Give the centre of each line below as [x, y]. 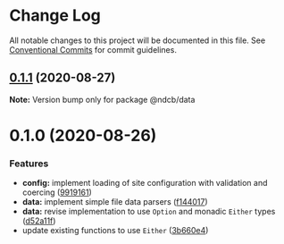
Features [29, 164]
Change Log [55, 16]
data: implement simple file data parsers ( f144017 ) [115, 202]
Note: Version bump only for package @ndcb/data [102, 99]
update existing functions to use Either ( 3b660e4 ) [115, 231]
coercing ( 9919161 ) [57, 192]
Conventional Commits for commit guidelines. [93, 49]
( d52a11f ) [39, 221]
